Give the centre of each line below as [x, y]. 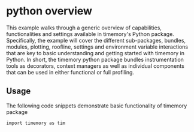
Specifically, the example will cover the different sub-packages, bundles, [96, 40]
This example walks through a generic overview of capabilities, [84, 28]
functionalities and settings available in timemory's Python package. [90, 34]
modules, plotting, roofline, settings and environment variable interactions [97, 47]
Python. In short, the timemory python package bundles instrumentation [95, 59]
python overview [49, 11]
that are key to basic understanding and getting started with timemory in [95, 53]
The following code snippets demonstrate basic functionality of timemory [97, 106]
